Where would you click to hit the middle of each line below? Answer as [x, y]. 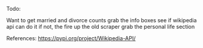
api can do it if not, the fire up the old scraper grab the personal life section [101, 27]
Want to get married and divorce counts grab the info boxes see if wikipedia [101, 20]
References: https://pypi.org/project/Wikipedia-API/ [71, 38]
